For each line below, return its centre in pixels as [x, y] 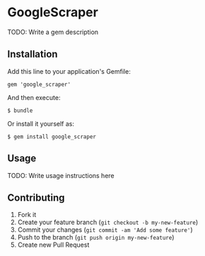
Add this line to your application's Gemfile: [69, 71]
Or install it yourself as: [41, 123]
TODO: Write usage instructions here [61, 175]
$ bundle [20, 111]
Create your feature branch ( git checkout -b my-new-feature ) [108, 222]
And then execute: [34, 97]
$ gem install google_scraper [52, 137]
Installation [33, 54]
